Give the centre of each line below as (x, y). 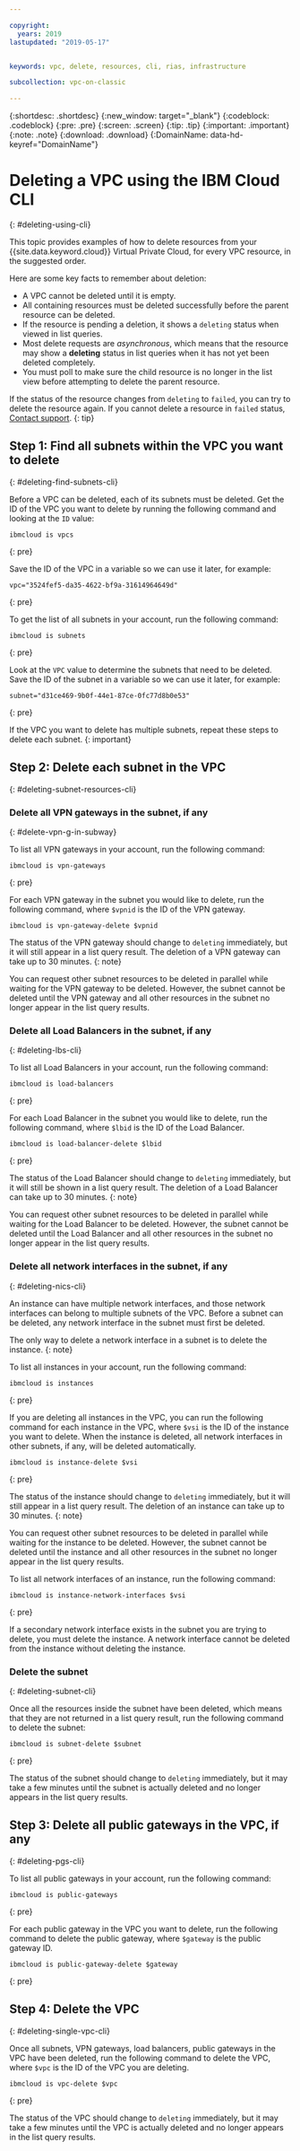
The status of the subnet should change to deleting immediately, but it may (149, 1778)
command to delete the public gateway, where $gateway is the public (135, 1938)
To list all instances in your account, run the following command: (128, 1367)
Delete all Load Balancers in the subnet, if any (111, 1030)
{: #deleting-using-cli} (50, 224)
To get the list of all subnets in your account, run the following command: (144, 619)
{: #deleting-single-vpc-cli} (60, 2031)
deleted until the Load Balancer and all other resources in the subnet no (141, 1234)
